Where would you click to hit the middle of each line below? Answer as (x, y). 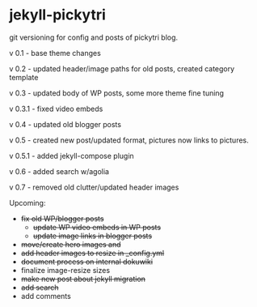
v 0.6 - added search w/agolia (59, 171)
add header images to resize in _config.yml (93, 253)
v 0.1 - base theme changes (55, 53)
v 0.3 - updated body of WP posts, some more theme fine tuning (117, 93)
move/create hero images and (71, 244)
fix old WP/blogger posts (62, 218)
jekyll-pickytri (57, 15)
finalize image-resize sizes (65, 270)
